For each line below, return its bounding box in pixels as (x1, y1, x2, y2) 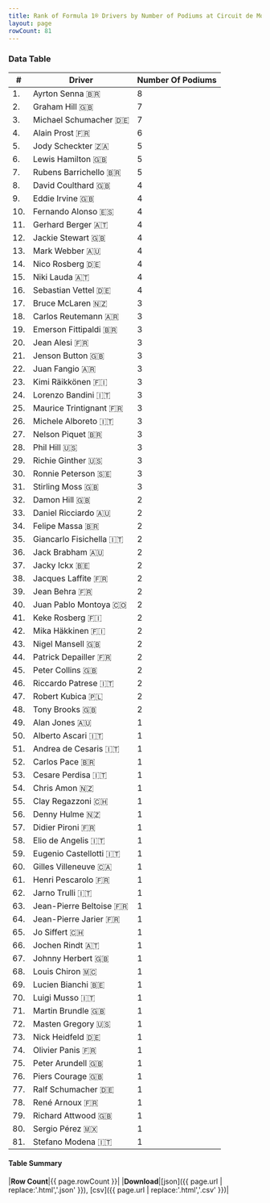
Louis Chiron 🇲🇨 (33, 965, 98, 976)
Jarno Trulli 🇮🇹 (33, 887, 92, 898)
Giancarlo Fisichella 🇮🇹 (33, 533, 124, 544)
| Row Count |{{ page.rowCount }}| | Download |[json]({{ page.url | (8, 1176, 223, 1186)
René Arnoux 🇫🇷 (33, 1097, 99, 1108)
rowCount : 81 (8, 27, 52, 35)
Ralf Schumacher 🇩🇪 (33, 1084, 115, 1095)
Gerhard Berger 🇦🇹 (33, 219, 108, 230)
